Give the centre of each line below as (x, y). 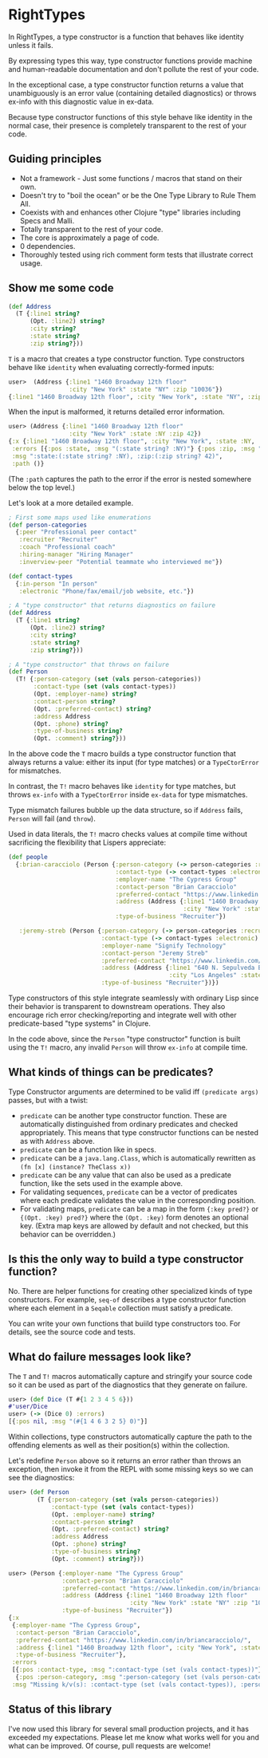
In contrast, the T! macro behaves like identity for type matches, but (122, 786)
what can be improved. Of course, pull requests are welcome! (110, 1745)
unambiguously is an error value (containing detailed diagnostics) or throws (132, 93)
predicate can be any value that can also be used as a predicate (125, 1175)
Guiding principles (55, 159)
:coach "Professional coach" (67, 547)
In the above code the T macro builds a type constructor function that (122, 754)
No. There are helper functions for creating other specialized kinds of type (130, 1291)
